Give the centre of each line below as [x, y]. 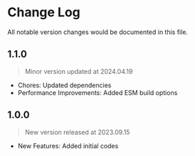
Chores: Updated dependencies [64, 85]
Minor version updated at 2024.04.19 [79, 71]
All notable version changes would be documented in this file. [98, 32]
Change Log [44, 12]
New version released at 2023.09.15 [77, 132]
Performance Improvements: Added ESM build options [97, 92]
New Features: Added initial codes [68, 145]
